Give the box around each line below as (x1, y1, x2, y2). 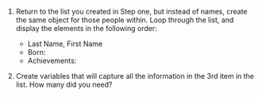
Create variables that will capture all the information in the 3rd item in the (15, 72, 255, 80)
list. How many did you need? (15, 80, 113, 89)
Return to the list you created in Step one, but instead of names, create (15, 7, 248, 16)
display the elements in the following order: (15, 24, 157, 33)
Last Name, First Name (27, 39, 103, 48)
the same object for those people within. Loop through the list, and (15, 15, 234, 25)
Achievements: (27, 56, 77, 65)
